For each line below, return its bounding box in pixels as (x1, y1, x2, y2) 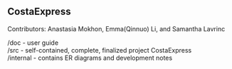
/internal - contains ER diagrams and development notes (7, 53, 173, 62)
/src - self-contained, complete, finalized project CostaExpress (7, 46, 192, 54)
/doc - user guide (7, 38, 59, 47)
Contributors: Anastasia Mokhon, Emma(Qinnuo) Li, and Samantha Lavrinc (7, 24, 226, 33)
